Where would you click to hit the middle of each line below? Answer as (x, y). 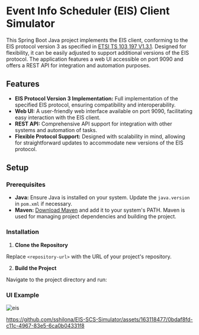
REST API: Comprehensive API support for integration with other (93, 124)
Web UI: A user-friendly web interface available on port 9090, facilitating (103, 111)
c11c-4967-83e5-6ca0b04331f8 (45, 326)
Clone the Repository (41, 245)
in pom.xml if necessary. (43, 204)
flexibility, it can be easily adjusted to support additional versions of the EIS (98, 52)
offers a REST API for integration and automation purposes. (78, 65)
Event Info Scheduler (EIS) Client (88, 11)
